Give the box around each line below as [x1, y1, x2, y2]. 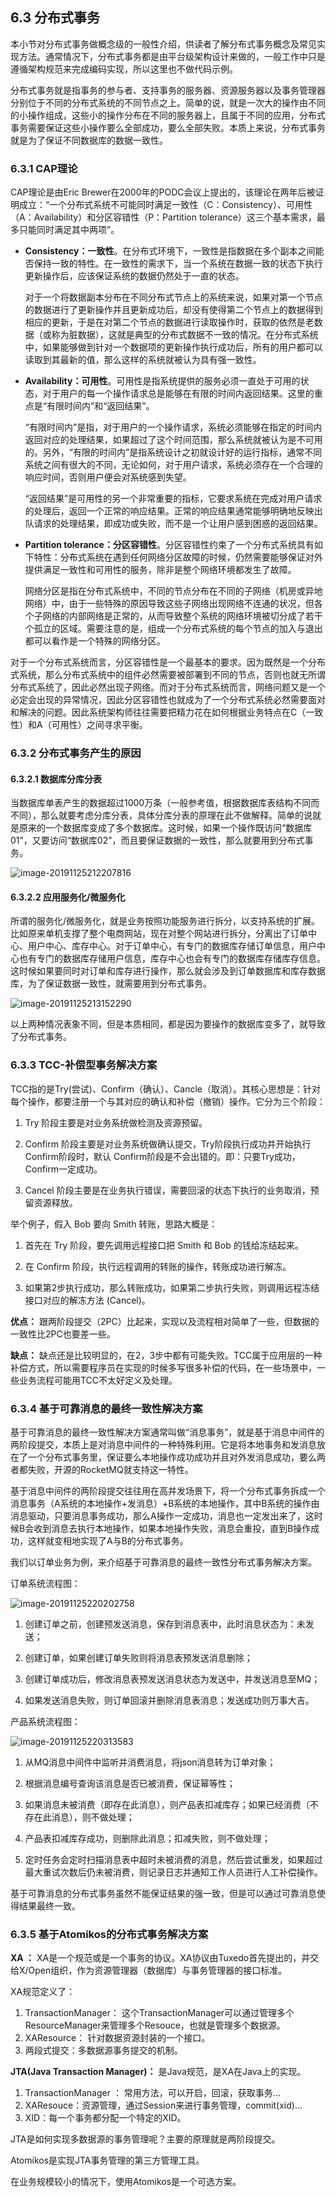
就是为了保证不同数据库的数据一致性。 [10, 134, 168, 146]
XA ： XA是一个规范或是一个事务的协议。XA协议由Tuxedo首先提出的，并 [10, 1952, 311, 1964]
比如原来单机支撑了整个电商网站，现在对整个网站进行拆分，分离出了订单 [10, 928, 308, 940]
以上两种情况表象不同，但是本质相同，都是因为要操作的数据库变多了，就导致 [10, 1018, 326, 1030]
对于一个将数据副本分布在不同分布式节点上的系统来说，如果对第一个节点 [24, 291, 323, 303]
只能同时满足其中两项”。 [18, 224, 120, 236]
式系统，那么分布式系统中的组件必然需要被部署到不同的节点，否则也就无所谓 [10, 669, 326, 681]
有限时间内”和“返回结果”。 [46, 400, 155, 412]
